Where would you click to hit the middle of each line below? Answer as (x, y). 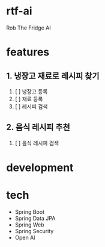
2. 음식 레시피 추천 (38, 127)
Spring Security (34, 231)
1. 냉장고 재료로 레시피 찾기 (53, 76)
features (28, 52)
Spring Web (29, 225)
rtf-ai (19, 11)
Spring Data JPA (35, 218)
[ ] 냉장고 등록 (31, 91)
